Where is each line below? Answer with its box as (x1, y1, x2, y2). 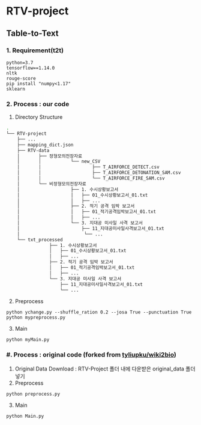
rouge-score (6, 75, 36, 82)
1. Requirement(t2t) (6, 46, 64, 55)
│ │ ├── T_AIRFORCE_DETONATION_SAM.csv (17, 170, 181, 176)
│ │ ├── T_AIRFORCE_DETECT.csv (17, 164, 160, 170)
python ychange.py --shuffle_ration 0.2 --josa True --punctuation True (6, 309, 192, 316)
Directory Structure (14, 113, 63, 121)
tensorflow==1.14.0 (6, 65, 55, 71)
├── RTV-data (17, 147, 50, 154)
